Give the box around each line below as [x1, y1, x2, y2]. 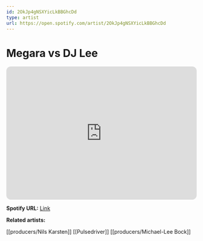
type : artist [6, 15, 39, 21]
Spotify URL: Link [6, 205, 51, 212]
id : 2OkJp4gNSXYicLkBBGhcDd [6, 8, 77, 15]
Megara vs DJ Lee [6, 46, 98, 60]
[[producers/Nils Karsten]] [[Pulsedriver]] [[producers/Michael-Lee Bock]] [6, 228, 192, 236]
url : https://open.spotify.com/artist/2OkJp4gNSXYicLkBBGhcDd [6, 20, 166, 26]
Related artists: [6, 216, 46, 224]
